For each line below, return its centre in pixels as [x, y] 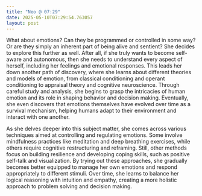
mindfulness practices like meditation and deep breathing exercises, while [98, 142]
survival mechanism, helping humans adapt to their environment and [91, 111]
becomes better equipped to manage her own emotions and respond [92, 167]
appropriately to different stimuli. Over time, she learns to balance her [93, 174]
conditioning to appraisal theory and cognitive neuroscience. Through [93, 85]
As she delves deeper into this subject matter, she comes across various [96, 129]
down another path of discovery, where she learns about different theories [99, 72]
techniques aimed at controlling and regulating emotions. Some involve [94, 135]
